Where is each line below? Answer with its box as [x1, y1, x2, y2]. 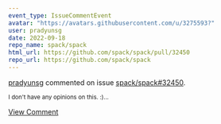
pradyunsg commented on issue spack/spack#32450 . [8, 77, 186, 87]
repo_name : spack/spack [8, 41, 87, 49]
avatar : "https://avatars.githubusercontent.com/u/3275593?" [8, 19, 215, 27]
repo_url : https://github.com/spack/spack [8, 56, 151, 64]
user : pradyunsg [8, 26, 62, 34]
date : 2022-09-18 [8, 33, 66, 42]
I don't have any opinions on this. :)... [8, 93, 109, 101]
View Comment [8, 107, 59, 116]
